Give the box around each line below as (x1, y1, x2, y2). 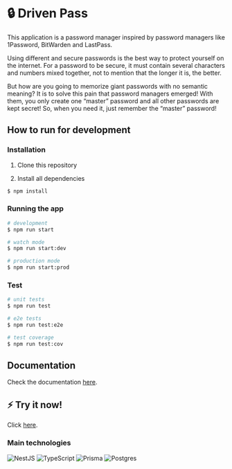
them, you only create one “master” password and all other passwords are (7, 96, 220, 105)
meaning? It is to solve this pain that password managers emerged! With (7, 89, 213, 98)
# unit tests (7, 296, 45, 303)
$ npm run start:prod (7, 264, 70, 271)
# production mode (7, 258, 60, 265)
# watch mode (7, 238, 45, 246)
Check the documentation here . (7, 378, 98, 387)
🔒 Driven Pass (7, 6, 89, 21)
